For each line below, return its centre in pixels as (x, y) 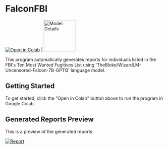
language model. (88, 70)
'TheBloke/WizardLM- (119, 65)
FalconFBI (26, 9)
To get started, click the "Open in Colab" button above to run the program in (84, 98)
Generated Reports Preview (50, 120)
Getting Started (30, 86)
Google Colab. (20, 103)
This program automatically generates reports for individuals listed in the (81, 59)
